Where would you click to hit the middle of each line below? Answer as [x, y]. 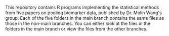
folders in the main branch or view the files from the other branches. [76, 29]
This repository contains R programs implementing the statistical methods [82, 7]
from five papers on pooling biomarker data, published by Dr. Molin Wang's [83, 13]
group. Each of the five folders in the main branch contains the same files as [85, 18]
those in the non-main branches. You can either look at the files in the [78, 23]
